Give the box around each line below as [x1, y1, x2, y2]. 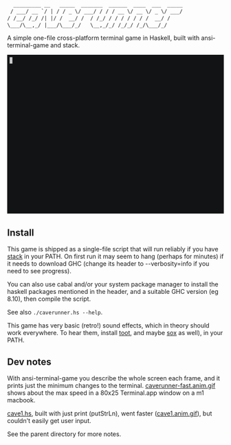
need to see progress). [7, 267, 72, 275]
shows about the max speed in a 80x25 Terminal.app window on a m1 [7, 389, 204, 397]
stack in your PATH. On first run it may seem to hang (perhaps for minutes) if [7, 252, 224, 261]
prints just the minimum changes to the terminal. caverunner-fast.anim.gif [7, 382, 216, 390]
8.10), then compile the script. [7, 295, 91, 303]
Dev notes [7, 356, 52, 367]
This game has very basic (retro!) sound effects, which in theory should [7, 321, 210, 330]
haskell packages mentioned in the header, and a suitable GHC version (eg [7, 288, 219, 296]
